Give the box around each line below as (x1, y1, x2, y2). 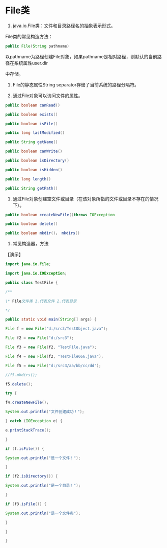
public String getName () (5, 140, 58, 145)
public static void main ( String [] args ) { (5, 317, 97, 322)
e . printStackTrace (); (5, 427, 51, 432)
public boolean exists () (5, 112, 58, 117)
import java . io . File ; (5, 262, 51, 267)
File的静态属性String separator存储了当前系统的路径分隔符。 (12, 81, 139, 87)
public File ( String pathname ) (5, 43, 70, 49)
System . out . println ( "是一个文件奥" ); (5, 511, 81, 516)
